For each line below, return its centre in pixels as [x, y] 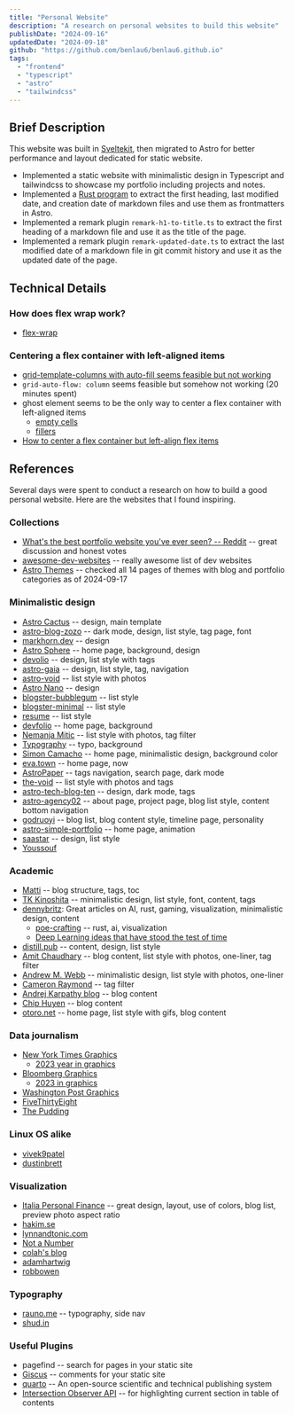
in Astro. [37, 213]
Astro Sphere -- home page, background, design [111, 650]
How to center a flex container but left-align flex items [120, 441]
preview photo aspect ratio [71, 1215]
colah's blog [45, 1252]
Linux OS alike [40, 1134]
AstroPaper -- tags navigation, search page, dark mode [123, 772]
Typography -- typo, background [82, 744]
